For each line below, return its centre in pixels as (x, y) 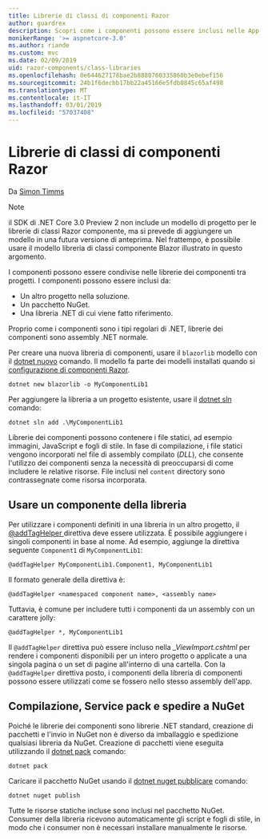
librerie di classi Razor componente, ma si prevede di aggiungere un (120, 231)
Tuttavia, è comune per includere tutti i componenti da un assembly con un (132, 609)
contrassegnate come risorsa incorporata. (78, 480)
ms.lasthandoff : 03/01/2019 (55, 105)
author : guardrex (37, 23)
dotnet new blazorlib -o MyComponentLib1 (78, 384)
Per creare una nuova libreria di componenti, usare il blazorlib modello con (133, 353)
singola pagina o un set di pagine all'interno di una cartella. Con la (117, 664)
